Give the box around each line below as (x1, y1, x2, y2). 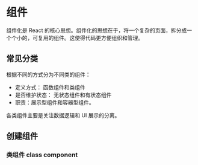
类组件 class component (6, 150, 78, 159)
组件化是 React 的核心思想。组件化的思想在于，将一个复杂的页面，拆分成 (6, 27, 187, 34)
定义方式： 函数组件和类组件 (14, 83, 85, 91)
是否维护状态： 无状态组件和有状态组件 (14, 91, 112, 99)
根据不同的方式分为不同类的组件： (6, 71, 91, 78)
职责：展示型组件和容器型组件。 (14, 99, 94, 106)
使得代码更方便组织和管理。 (74, 34, 143, 41)
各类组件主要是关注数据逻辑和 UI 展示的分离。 (6, 111, 120, 118)
